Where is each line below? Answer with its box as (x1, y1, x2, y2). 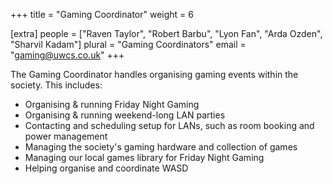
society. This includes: (10, 79, 103, 91)
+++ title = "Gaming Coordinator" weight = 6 (10, 9, 194, 20)
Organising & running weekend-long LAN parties (24, 109, 226, 121)
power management (24, 130, 108, 142)
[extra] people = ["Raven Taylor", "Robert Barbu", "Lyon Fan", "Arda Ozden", (10, 28, 323, 39)
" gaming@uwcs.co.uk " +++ (10, 49, 125, 61)
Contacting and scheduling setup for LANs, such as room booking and (24, 120, 315, 131)
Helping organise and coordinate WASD (24, 162, 189, 174)
